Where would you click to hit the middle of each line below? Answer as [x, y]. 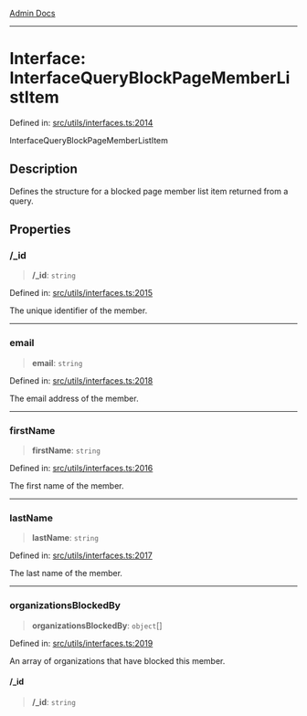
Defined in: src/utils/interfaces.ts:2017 [81, 555]
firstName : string [66, 450]
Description [43, 169]
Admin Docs [32, 13]
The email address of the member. [74, 398]
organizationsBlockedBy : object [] [97, 626]
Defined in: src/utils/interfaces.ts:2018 [81, 380]
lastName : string [65, 538]
